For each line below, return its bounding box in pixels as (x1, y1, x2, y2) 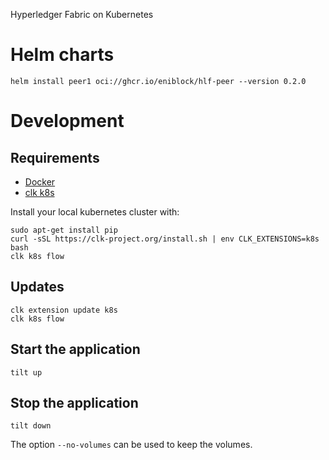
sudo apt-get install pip (10, 225, 118, 235)
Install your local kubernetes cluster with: (10, 205, 180, 218)
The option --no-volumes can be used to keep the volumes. (10, 439, 253, 451)
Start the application (10, 341, 141, 358)
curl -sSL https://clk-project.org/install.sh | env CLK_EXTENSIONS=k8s (10, 234, 320, 244)
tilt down (10, 421, 52, 431)
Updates (10, 279, 65, 296)
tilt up (10, 367, 43, 378)
